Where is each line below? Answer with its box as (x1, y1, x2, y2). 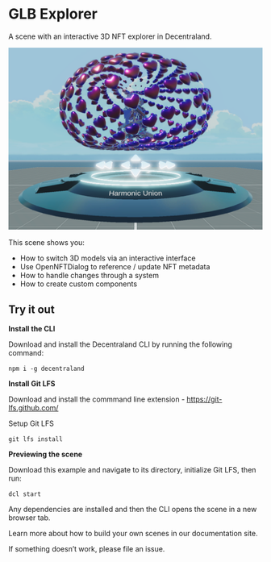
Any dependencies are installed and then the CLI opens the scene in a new (8, 505, 257, 514)
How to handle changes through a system (19, 271, 160, 281)
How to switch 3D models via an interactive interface (19, 253, 196, 263)
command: (8, 348, 44, 358)
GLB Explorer (8, 5, 98, 23)
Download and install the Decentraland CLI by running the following (8, 339, 232, 349)
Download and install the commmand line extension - (8, 394, 186, 404)
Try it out (8, 302, 55, 316)
